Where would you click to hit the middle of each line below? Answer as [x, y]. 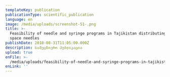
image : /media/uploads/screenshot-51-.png [51, 24]
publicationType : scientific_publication [50, 15]
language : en [19, 19]
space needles [25, 38]
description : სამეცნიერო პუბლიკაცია [44, 48]
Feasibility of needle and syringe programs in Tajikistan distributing [88, 33]
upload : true [19, 52]
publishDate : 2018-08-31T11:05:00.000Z [47, 43]
